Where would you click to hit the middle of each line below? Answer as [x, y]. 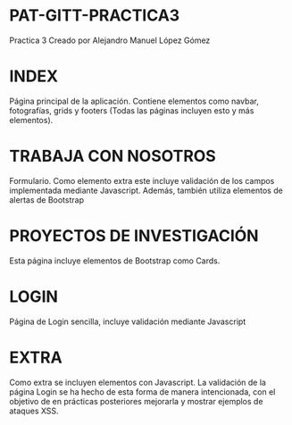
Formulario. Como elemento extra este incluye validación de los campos [142, 180]
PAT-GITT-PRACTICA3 [95, 16]
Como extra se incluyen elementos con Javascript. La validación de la [138, 382]
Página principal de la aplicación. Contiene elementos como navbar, [134, 101]
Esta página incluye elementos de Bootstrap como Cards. [115, 261]
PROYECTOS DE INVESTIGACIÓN [134, 236]
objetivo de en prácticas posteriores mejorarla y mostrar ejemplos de [136, 401]
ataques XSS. [34, 411]
